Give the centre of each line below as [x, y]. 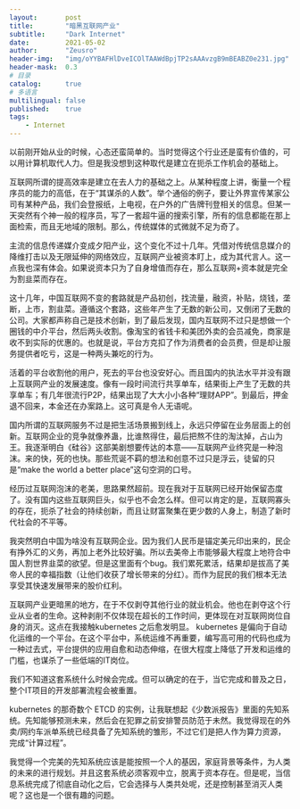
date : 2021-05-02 [57, 42]
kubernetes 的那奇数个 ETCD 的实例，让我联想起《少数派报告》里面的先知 [146, 709]
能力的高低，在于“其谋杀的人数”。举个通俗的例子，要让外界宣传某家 [158, 193]
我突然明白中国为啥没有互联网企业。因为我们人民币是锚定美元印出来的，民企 [150, 541]
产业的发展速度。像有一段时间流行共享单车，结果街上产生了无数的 [161, 384]
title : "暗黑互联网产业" [65, 26]
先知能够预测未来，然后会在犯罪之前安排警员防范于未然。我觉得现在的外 [158, 720]
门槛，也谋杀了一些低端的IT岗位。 [71, 660]
